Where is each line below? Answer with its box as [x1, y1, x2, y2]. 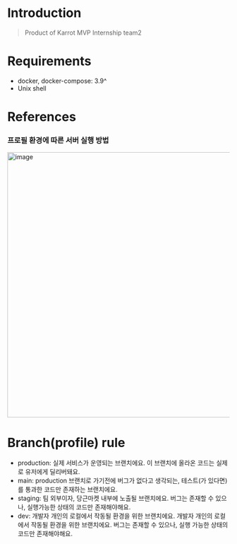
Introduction [7, 5, 82, 21]
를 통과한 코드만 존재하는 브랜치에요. [17, 485, 118, 494]
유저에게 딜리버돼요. [25, 468, 80, 476]
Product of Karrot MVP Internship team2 [24, 28, 142, 37]
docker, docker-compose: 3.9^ [17, 76, 107, 85]
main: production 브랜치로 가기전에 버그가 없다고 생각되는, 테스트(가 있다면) [17, 476, 228, 485]
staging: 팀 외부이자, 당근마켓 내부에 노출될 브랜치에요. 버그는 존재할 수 [17, 494, 214, 503]
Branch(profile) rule [7, 434, 126, 451]
